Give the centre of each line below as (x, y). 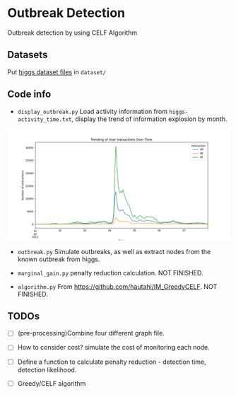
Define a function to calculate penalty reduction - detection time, (112, 362)
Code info (29, 95)
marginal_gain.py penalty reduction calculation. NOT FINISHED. (110, 273)
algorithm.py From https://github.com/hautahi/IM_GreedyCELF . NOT (117, 286)
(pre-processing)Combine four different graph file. (91, 333)
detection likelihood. (47, 370)
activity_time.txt (45, 119)
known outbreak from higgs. (59, 259)
